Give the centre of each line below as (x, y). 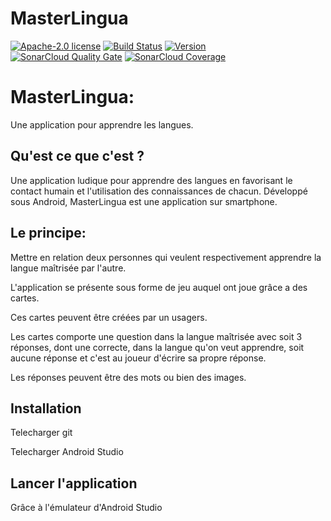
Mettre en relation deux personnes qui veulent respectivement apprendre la (166, 257)
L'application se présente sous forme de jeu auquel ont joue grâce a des (159, 287)
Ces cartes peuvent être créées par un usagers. (109, 317)
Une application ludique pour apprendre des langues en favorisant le (151, 180)
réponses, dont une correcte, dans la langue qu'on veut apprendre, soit (157, 347)
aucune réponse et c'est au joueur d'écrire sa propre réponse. (138, 358)
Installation (46, 408)
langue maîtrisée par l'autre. (68, 268)
